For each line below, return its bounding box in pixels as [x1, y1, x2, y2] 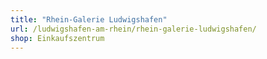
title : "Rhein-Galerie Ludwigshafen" [10, 14, 168, 25]
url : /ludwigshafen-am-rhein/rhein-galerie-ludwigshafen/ [10, 24, 257, 34]
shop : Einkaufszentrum [10, 33, 105, 43]
